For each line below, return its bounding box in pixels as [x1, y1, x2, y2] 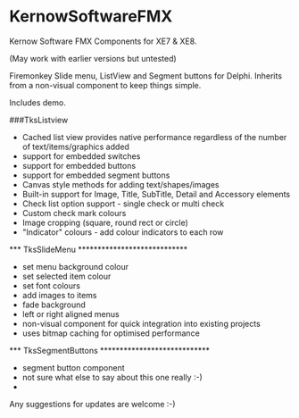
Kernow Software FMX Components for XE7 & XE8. [9, 36, 197, 46]
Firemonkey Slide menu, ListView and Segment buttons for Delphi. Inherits [9, 70, 283, 81]
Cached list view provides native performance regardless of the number [21, 131, 287, 142]
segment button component [21, 362, 125, 372]
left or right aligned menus [21, 308, 120, 319]
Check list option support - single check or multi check [21, 198, 225, 209]
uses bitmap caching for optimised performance [21, 328, 201, 339]
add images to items [21, 289, 97, 300]
